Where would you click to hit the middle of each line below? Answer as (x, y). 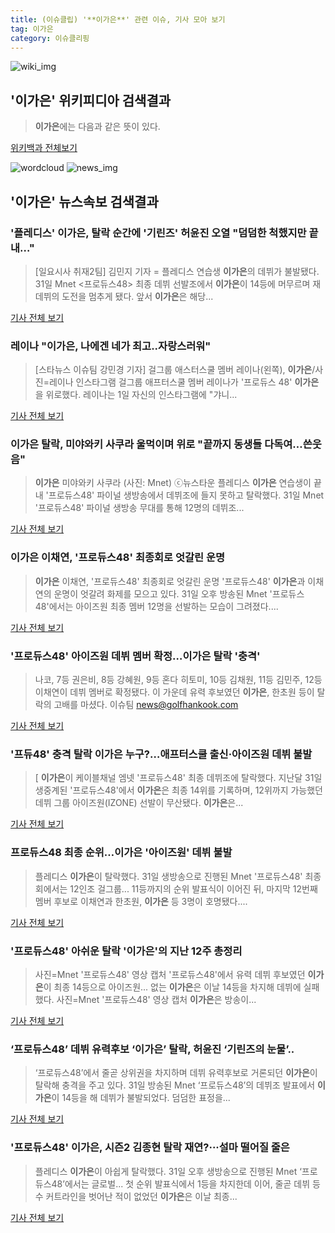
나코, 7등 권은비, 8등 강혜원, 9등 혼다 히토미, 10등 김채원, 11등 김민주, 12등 (178, 680)
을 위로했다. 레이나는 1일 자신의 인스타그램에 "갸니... (136, 395)
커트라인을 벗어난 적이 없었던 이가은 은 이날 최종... (141, 1196)
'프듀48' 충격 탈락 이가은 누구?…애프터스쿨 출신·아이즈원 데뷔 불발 (161, 754)
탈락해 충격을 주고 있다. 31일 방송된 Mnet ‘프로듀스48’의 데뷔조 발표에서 (175, 1085)
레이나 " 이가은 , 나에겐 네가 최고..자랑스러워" (111, 346)
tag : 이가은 (32, 29)
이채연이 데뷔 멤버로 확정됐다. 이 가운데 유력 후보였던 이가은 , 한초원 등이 (174, 692)
